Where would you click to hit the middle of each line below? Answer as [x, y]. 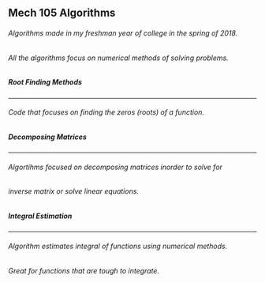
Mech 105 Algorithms [62, 13]
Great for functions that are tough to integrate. [84, 270]
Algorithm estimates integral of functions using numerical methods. [118, 246]
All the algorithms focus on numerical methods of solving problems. [118, 58]
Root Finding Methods [45, 82]
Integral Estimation [40, 216]
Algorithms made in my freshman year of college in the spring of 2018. [123, 33]
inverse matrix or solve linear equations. [74, 191]
